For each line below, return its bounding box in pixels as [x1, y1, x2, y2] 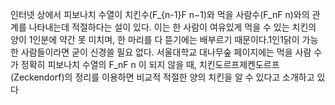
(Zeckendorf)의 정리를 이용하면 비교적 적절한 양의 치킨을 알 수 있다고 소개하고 [10, 71, 315, 83]
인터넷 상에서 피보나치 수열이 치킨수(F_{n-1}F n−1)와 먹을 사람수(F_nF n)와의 [10, 9, 310, 20]
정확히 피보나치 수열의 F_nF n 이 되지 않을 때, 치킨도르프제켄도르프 [20, 59, 280, 70]
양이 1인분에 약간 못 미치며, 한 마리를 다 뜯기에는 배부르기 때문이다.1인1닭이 [10, 34, 300, 45]
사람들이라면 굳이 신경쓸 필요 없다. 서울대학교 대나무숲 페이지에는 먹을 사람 [20, 46, 312, 58]
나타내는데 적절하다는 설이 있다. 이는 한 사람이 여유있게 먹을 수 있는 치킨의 [28, 21, 317, 33]
